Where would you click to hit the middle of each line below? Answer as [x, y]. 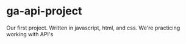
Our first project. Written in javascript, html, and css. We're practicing [93, 28]
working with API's [30, 34]
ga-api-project [44, 11]
